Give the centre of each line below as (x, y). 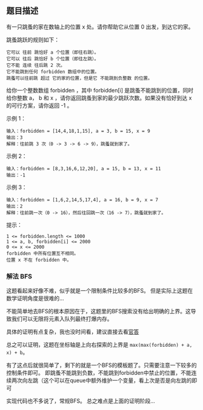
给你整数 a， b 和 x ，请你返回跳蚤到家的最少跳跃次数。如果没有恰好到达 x (99, 98)
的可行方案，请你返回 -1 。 (39, 105)
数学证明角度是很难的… (35, 298)
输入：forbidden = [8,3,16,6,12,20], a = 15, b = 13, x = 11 (84, 169)
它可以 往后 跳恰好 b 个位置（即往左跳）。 (52, 59)
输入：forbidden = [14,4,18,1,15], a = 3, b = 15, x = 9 (78, 131)
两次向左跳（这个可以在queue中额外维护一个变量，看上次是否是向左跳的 (101, 380)
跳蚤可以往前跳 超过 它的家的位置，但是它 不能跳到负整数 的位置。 (79, 78)
